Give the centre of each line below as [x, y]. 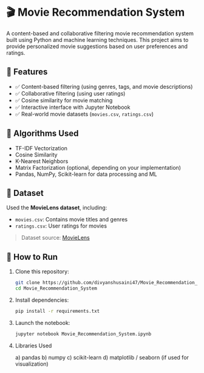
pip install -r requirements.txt [57, 311]
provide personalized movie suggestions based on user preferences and [97, 46]
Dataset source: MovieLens [55, 238]
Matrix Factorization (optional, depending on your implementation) [98, 167]
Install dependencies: [42, 300]
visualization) [32, 364]
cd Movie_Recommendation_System [56, 288]
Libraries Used [33, 346]
